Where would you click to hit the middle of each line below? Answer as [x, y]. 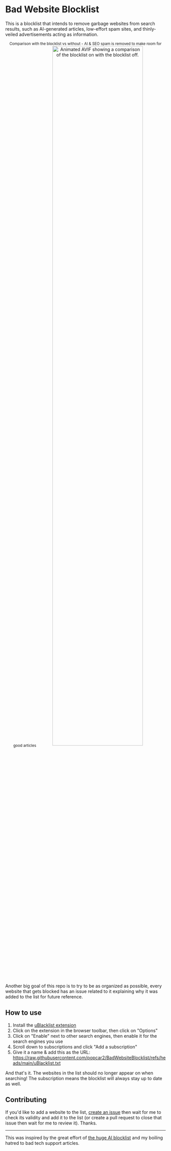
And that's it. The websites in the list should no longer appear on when [79, 1073]
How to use [23, 1013]
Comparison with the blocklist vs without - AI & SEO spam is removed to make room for [85, 44]
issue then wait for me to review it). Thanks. [51, 1123]
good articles [25, 745]
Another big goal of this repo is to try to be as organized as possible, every [83, 986]
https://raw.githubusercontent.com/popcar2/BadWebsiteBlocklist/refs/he [89, 1058]
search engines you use [38, 1041]
